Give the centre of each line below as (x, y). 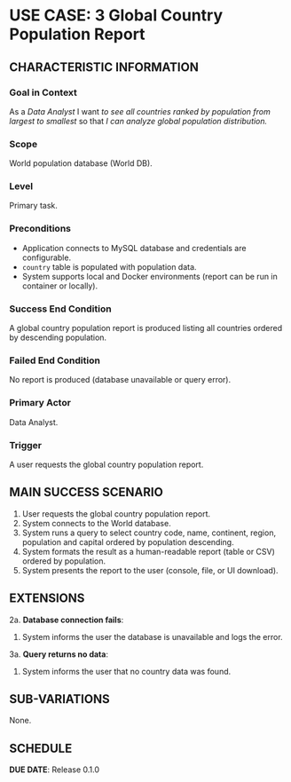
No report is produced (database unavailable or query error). (120, 380)
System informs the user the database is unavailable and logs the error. (152, 636)
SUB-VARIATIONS (59, 699)
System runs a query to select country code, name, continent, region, (149, 533)
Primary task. (33, 206)
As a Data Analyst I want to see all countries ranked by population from (140, 111)
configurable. (47, 257)
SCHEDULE (41, 748)
